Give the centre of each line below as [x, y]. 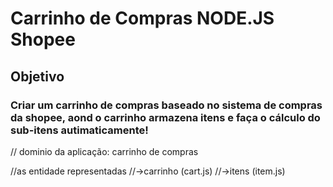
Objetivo [37, 76]
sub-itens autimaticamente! [79, 130]
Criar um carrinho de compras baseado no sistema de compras [166, 105]
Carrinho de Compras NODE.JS [142, 18]
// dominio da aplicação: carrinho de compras [104, 151]
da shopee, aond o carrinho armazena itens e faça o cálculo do [165, 117]
